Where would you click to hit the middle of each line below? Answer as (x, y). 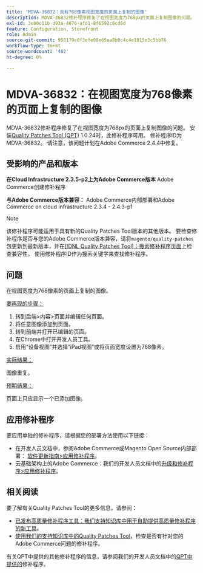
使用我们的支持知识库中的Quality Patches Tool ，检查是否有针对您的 (99, 536)
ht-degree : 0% (24, 57)
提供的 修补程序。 (28, 564)
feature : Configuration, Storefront (52, 29)
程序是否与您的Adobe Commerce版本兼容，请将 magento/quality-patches (102, 239)
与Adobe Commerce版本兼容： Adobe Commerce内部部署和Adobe (90, 200)
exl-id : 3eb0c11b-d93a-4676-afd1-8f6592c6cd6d (66, 23)
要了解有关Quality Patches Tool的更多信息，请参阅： (72, 507)
